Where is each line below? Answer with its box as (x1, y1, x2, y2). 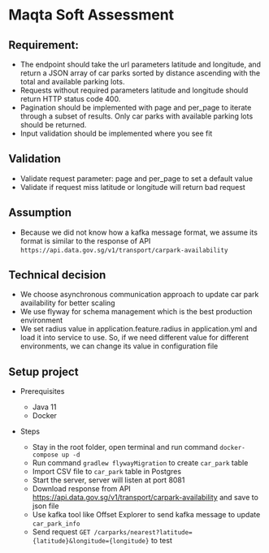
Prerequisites (20, 387, 65, 396)
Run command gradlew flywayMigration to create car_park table (32, 458, 249, 468)
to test (150, 536, 172, 546)
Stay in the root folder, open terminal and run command (32, 443, 218, 452)
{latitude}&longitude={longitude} (32, 538, 150, 546)
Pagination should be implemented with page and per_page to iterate (20, 103, 252, 112)
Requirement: (8, 38, 80, 52)
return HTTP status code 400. (20, 94, 121, 103)
